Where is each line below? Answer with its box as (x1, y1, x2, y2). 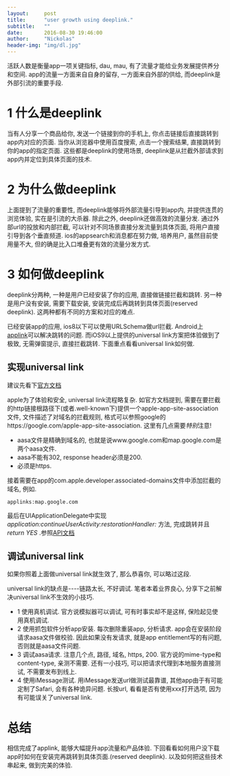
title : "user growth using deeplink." (7, 16, 134, 23)
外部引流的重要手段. (7, 79, 64, 86)
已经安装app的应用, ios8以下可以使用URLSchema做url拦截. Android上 (7, 322, 204, 330)
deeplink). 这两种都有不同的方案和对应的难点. (7, 307, 135, 316)
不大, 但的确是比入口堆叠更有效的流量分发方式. (19, 239, 151, 248)
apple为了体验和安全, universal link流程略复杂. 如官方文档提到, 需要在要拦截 (7, 395, 221, 403)
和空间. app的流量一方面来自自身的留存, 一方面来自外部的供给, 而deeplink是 (7, 70, 221, 78)
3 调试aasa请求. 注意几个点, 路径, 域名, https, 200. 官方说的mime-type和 (16, 650, 222, 659)
